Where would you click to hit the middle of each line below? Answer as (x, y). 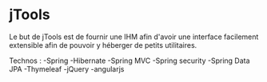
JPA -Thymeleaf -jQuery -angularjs (67, 68)
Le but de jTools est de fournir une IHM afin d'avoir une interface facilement (134, 37)
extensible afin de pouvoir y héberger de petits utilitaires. (103, 45)
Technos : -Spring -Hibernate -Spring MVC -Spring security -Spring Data (130, 61)
